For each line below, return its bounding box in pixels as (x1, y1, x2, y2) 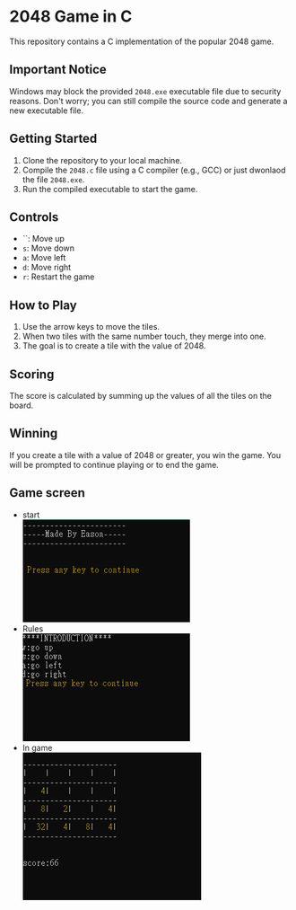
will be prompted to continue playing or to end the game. (9, 459, 220, 470)
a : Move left (22, 252, 66, 263)
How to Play (9, 297, 78, 313)
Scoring (9, 367, 55, 382)
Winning (9, 426, 58, 441)
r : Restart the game (22, 271, 95, 282)
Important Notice (9, 62, 107, 77)
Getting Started (9, 131, 98, 146)
